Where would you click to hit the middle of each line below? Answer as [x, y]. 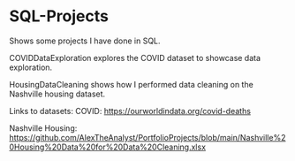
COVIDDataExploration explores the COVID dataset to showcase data [135, 57]
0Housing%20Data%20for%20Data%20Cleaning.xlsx [107, 147]
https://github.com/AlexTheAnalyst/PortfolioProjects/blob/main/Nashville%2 [147, 137]
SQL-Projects [59, 16]
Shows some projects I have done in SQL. [85, 41]
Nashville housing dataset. [57, 94]
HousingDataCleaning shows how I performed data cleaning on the [131, 84]
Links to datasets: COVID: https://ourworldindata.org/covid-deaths [130, 111]
